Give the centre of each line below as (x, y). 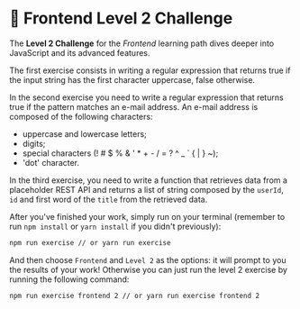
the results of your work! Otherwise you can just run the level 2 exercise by (149, 269)
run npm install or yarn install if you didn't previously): (115, 226)
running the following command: (69, 279)
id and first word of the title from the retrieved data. (109, 199)
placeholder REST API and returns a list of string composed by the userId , (146, 189)
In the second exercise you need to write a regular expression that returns (146, 97)
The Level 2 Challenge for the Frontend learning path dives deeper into (142, 43)
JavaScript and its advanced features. (80, 52)
